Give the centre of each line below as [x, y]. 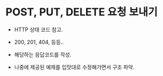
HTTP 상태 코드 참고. [39, 29]
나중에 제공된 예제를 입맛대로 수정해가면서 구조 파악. [74, 67]
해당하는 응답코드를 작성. [43, 54]
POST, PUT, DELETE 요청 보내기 [82, 12]
